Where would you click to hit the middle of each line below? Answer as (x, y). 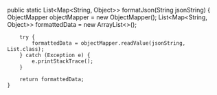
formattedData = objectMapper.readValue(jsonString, (109, 43)
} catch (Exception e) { (55, 55)
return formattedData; (52, 79)
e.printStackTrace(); (63, 61)
